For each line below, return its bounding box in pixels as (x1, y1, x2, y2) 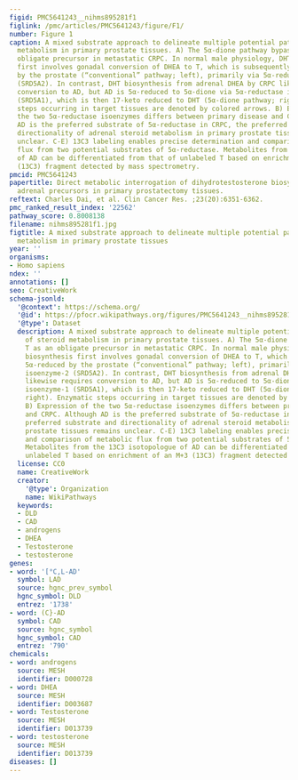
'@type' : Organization (25, 484, 109, 494)
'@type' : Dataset (17, 319, 82, 328)
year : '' (9, 245, 42, 253)
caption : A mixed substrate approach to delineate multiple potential (9, 37, 276, 47)
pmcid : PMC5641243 (9, 170, 77, 179)
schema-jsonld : (9, 294, 66, 303)
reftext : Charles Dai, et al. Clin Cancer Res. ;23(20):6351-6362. (9, 195, 264, 205)
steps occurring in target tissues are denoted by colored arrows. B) (17, 104, 284, 113)
